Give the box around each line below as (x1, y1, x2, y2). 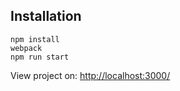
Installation (10, 8, 82, 25)
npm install (10, 34, 60, 44)
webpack (10, 43, 43, 53)
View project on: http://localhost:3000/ (10, 69, 171, 81)
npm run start (10, 52, 70, 62)
